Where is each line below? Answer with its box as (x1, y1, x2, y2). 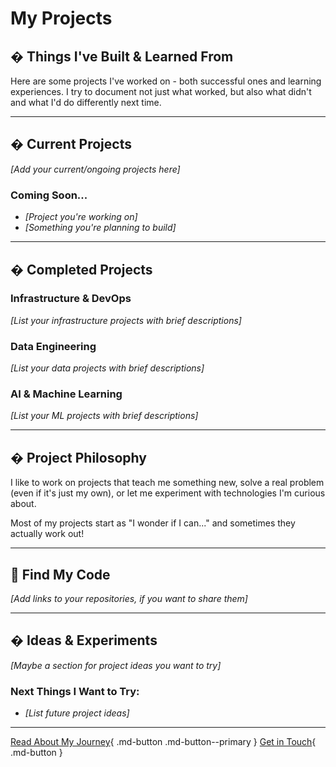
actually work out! (10, 528, 85, 540)
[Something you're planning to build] (24, 222, 177, 234)
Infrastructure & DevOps (10, 292, 132, 306)
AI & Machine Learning (10, 387, 123, 401)
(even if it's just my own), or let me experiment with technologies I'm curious (10, 487, 326, 499)
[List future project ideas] (24, 707, 130, 719)
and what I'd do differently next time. (10, 97, 162, 108)
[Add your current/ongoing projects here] (10, 163, 181, 175)
